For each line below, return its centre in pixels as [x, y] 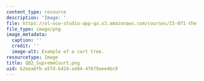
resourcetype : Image [32, 57]
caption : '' [27, 40]
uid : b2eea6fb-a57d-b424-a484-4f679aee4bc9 [62, 69]
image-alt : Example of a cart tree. [58, 52]
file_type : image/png [34, 29]
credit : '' [25, 46]
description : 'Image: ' [36, 18]
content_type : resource [36, 12]
